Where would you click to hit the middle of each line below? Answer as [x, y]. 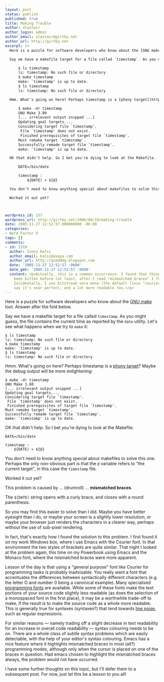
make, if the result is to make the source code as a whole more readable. [78, 603]
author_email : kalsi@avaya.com [41, 256]
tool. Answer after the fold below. [38, 307]
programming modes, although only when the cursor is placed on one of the [82, 649]
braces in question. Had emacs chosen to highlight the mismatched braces [80, 654]
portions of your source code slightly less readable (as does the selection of [82, 593]
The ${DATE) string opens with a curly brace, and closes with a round [74, 497]
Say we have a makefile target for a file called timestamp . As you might [76, 316]
